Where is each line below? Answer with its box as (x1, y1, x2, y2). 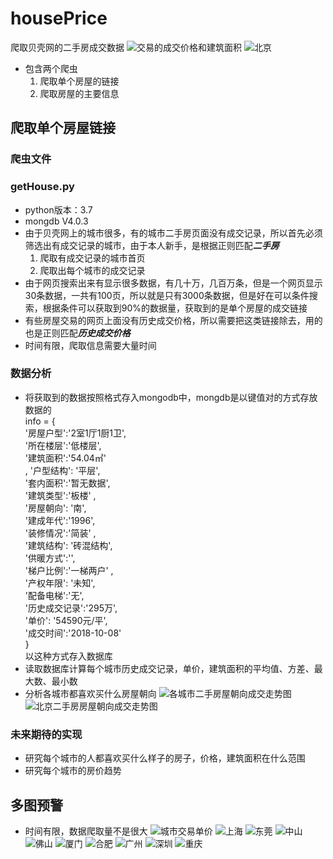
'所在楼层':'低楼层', (24, 439, 102, 451)
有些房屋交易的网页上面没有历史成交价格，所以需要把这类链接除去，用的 (24, 314, 323, 326)
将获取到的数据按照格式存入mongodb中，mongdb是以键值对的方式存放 (24, 391, 318, 403)
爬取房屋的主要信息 (39, 87, 120, 99)
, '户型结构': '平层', (24, 464, 101, 476)
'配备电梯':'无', (24, 589, 85, 601)
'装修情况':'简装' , (24, 527, 97, 539)
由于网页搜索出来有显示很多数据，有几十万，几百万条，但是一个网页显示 (24, 277, 323, 289)
